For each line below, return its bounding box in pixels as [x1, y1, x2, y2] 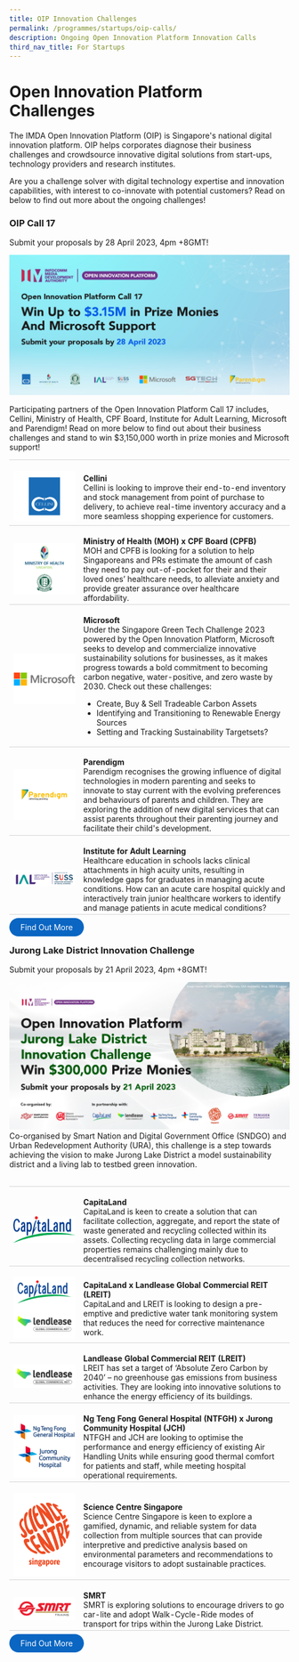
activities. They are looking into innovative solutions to [83, 1381, 282, 1392]
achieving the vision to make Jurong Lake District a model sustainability [9, 1149, 272, 1161]
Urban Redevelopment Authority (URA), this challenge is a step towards [9, 1140, 271, 1151]
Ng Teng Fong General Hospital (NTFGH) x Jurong [83, 1413, 273, 1423]
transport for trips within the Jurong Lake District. [83, 1618, 264, 1629]
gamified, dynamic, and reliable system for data [83, 1520, 257, 1531]
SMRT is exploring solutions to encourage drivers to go [83, 1599, 285, 1610]
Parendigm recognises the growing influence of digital [83, 766, 282, 777]
